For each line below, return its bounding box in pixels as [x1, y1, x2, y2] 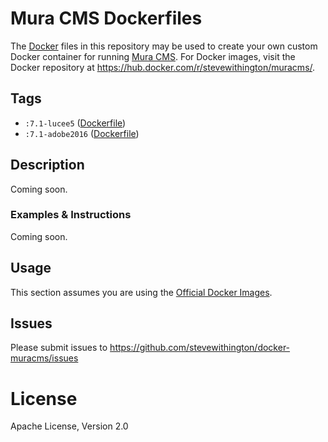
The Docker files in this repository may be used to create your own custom [10, 40, 318, 52]
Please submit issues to [10, 342, 108, 354]
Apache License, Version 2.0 [10, 420, 129, 432]
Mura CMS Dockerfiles [10, 7, 203, 30]
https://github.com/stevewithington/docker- [109, 342, 291, 354]
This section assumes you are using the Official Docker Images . [10, 286, 273, 298]
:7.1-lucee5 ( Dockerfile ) [24, 117, 127, 129]
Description [10, 157, 85, 174]
